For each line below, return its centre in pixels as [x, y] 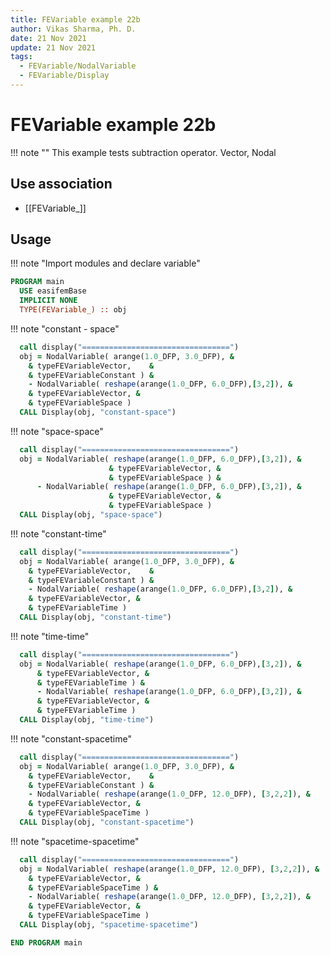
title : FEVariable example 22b [75, 19]
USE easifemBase [53, 291]
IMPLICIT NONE [48, 301]
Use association [61, 184]
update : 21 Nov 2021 [53, 47]
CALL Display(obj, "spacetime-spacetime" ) [109, 925]
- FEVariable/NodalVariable [78, 66]
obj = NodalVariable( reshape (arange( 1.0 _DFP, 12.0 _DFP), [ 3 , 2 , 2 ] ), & [169, 869]
